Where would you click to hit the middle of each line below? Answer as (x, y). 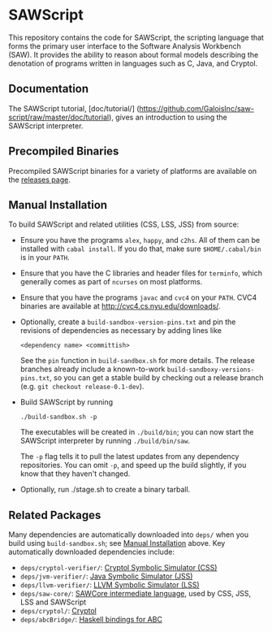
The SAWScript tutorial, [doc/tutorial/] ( (74, 108)
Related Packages (55, 515)
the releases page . (39, 180)
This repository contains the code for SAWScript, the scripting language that (136, 37)
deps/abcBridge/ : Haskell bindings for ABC (91, 620)
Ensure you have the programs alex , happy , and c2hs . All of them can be (140, 240)
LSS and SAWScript (53, 602)
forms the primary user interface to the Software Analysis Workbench (125, 45)
